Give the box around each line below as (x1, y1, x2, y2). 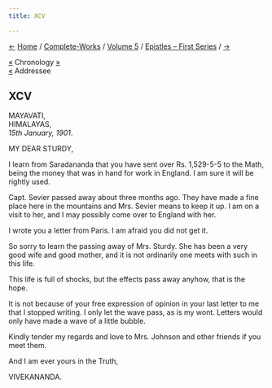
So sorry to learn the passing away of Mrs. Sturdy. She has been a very (8, 242, 248, 251)
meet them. (8, 341, 47, 351)
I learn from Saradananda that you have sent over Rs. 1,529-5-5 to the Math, (8, 159, 265, 169)
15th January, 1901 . (8, 128, 73, 138)
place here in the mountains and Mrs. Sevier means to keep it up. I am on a (8, 201, 260, 211)
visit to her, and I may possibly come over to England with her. (8, 210, 217, 220)
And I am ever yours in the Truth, (8, 356, 119, 366)
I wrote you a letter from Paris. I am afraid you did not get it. (8, 225, 208, 236)
